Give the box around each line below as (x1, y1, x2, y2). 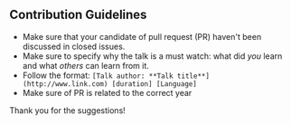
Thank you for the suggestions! (9, 104, 127, 116)
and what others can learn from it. (22, 60, 149, 71)
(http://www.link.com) (22, 79, 108, 89)
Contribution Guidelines (9, 7, 147, 23)
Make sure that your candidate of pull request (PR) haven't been (22, 31, 262, 42)
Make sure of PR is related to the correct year (22, 87, 192, 98)
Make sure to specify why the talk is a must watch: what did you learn (22, 50, 283, 62)
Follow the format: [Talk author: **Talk (22, 70, 174, 81)
